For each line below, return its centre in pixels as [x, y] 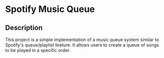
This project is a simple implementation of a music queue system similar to [82, 39]
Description [24, 28]
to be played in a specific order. [38, 50]
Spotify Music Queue [50, 9]
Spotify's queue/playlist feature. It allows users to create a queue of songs [82, 45]
